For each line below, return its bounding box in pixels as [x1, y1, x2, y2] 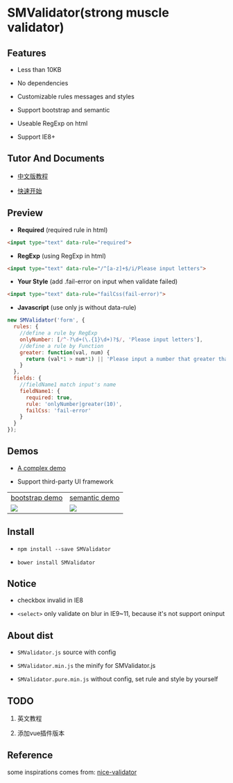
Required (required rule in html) [17, 225, 108, 234]
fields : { [13, 375, 42, 382]
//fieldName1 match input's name [19, 381, 116, 388]
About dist [7, 629, 53, 642]
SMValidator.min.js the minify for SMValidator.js [17, 662, 156, 670]
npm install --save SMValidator [17, 545, 111, 552]
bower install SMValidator [17, 559, 96, 566]
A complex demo [17, 464, 66, 472]
